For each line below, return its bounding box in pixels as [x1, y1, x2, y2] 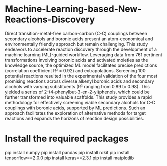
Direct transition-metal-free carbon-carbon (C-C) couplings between [5, 30, 147, 36]
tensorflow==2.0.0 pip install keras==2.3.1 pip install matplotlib [5, 155, 134, 161]
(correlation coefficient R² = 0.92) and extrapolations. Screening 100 [5, 67, 146, 73]
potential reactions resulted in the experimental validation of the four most [5, 73, 158, 79]
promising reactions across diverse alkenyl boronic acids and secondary [5, 78, 154, 84]
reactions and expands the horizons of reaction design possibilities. [5, 115, 145, 121]
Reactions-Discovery [5, 14, 95, 25]
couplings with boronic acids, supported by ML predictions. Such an [5, 105, 146, 111]
